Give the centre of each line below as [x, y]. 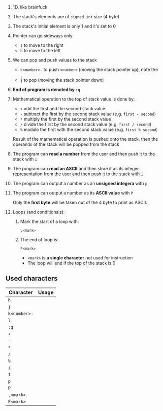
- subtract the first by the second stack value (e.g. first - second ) [88, 114]
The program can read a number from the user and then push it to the [84, 154]
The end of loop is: [39, 240]
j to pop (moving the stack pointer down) [62, 80]
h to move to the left [40, 50]
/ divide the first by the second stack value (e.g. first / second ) [86, 124]
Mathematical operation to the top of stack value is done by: [74, 99]
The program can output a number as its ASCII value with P [73, 193]
